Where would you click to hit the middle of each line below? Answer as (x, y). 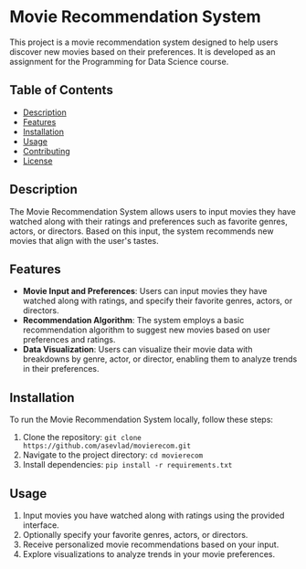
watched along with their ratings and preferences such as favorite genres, (148, 221)
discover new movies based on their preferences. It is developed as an (142, 51)
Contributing (46, 151)
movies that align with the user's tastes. (84, 240)
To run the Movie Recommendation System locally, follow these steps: (142, 420)
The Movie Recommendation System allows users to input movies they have (153, 211)
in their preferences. (61, 369)
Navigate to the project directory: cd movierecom (113, 455)
